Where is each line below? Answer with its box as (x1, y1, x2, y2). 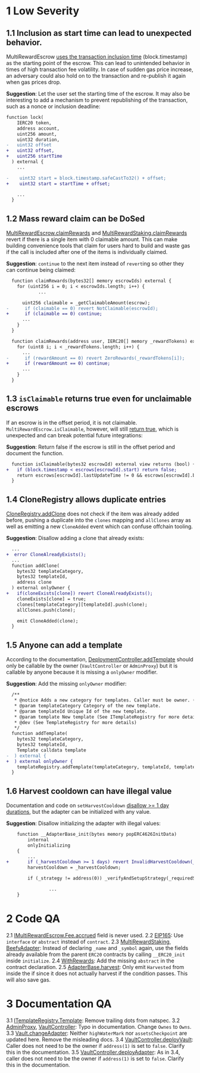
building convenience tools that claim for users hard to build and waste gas (6, 242, 190, 249)
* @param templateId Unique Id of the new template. (14, 708, 148, 715)
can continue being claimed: (6, 266, 76, 274)
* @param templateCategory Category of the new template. (14, 703, 161, 709)
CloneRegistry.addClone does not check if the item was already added (6, 510, 180, 517)
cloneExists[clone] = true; (17, 596, 86, 602)
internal (27, 836, 49, 843)
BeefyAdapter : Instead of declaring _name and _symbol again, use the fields (6, 944, 189, 951)
